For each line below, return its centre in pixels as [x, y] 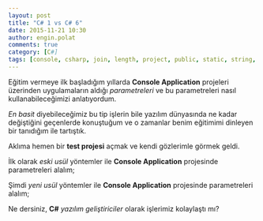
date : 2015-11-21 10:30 [47, 30]
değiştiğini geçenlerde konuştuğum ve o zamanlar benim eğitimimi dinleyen [131, 122]
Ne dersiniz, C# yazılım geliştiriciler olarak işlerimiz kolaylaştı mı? [114, 208]
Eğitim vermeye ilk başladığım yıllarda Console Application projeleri [118, 82]
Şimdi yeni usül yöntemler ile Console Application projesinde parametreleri [131, 185]
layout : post [30, 15]
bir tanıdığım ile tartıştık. [47, 130]
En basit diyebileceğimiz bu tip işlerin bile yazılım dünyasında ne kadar [123, 114]
